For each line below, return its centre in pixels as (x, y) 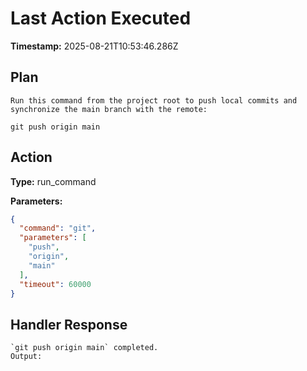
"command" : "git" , (58, 228)
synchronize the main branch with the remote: (109, 109)
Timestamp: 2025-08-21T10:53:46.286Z (94, 46)
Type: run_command (53, 181)
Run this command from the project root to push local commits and (154, 100)
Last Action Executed (101, 18)
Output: (26, 357)
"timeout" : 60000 (55, 284)
